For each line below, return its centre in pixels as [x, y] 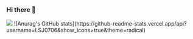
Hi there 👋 [21, 10]
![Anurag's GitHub [37, 24]
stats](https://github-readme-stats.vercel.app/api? [124, 24]
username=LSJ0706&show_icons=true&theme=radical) [76, 30]
